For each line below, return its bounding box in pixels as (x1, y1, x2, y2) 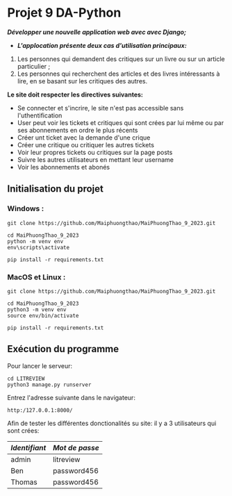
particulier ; (17, 62, 51, 70)
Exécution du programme (7, 343, 119, 355)
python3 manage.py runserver (7, 381, 92, 388)
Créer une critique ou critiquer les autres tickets (17, 140, 155, 149)
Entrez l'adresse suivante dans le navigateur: (7, 393, 135, 402)
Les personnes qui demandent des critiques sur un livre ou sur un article (17, 54, 226, 63)
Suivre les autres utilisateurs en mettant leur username (17, 155, 174, 164)
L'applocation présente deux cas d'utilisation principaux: (17, 41, 188, 49)
